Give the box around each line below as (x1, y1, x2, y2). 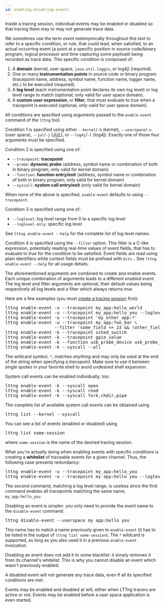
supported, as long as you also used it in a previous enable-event (5, 537, 137, 543)
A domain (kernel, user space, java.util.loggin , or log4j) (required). (12, 66, 152, 72)
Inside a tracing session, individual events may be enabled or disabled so (5, 21, 153, 26)
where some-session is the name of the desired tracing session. (5, 439, 133, 445)
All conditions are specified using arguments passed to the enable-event (5, 111, 152, 118)
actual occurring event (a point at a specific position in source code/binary (5, 46, 156, 52)
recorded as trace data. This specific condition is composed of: (5, 56, 134, 62)
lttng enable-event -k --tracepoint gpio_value (5, 334, 122, 340)
